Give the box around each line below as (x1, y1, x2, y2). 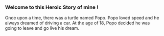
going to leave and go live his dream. (5, 25, 80, 31)
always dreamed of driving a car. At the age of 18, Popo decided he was (5, 20, 150, 26)
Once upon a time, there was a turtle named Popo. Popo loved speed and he (5, 15, 159, 21)
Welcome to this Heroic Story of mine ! (5, 4, 99, 11)
